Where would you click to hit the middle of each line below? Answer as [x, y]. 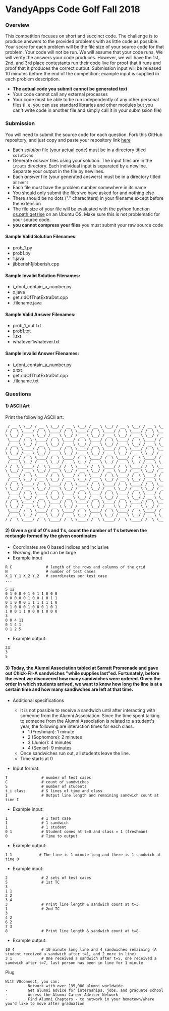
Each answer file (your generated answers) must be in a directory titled [87, 177]
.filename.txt [25, 381]
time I [12, 800]
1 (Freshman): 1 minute [51, 732]
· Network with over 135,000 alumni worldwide [64, 986]
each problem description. [33, 79]
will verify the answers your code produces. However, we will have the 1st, [82, 58]
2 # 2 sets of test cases [48, 878]
